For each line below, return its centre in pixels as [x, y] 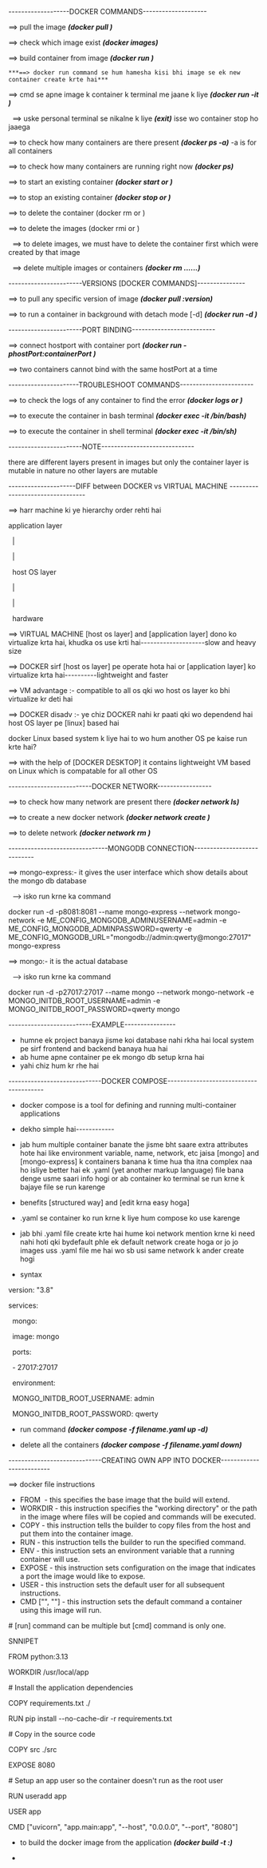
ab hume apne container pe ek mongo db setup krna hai [112, 1057]
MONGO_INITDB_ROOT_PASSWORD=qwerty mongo [94, 1009]
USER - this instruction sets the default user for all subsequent [122, 1585]
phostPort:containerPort [50, 354]
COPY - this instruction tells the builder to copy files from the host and [135, 1525]
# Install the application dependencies [71, 1687]
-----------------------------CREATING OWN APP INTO [99, 1460]
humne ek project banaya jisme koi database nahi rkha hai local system [137, 1040]
